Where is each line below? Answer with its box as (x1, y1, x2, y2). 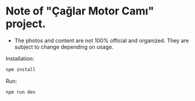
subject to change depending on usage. (14, 43, 114, 50)
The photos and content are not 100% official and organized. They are (14, 37, 190, 44)
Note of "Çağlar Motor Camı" (5, 4, 155, 18)
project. (5, 17, 46, 31)
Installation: (5, 55, 34, 62)
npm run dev (5, 89, 36, 95)
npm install (5, 66, 36, 73)
